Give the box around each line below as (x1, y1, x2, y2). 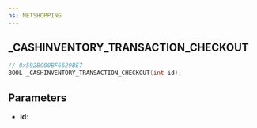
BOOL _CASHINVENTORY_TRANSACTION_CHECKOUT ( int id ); (8, 69, 182, 77)
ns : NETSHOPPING (8, 11, 62, 20)
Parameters (8, 91, 67, 104)
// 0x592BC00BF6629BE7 (8, 62, 83, 70)
